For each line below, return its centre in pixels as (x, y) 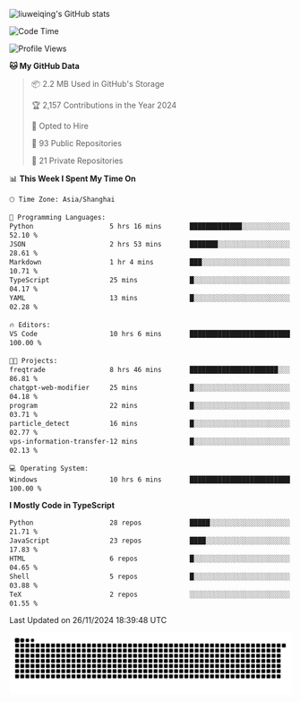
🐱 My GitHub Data (45, 66)
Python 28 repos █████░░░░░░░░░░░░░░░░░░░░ (150, 523)
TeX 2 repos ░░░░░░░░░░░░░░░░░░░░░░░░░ (150, 594)
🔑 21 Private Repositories (77, 160)
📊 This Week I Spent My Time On (73, 178)
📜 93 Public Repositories (77, 143)
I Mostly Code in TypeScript (62, 505)
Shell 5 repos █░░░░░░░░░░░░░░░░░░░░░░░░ (150, 576)
